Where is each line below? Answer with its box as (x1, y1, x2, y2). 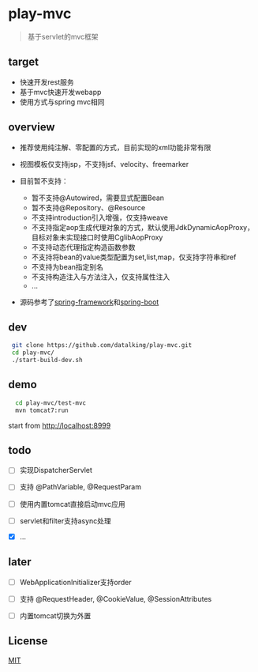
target (8, 55, 39, 69)
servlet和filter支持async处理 (19, 515, 112, 526)
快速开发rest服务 (19, 77, 74, 87)
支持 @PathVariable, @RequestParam (19, 482, 142, 492)
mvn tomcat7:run (15, 406, 69, 414)
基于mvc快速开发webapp (19, 87, 102, 96)
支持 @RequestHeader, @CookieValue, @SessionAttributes (19, 594, 212, 603)
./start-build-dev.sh (11, 357, 83, 364)
